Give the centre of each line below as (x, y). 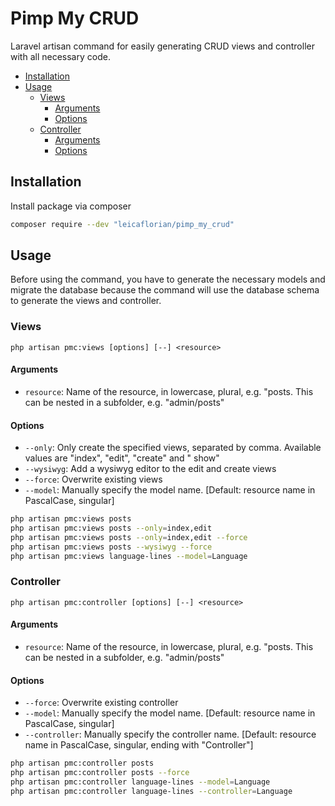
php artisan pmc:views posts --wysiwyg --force (111, 547)
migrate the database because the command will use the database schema (165, 290)
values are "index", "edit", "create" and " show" (122, 458)
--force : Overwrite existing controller (101, 703)
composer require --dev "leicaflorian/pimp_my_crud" (122, 224)
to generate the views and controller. (86, 301)
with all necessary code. (60, 56)
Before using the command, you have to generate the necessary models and (168, 279)
